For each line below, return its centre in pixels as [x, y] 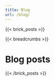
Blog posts [28, 59]
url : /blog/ [17, 15]
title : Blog [17, 10]
